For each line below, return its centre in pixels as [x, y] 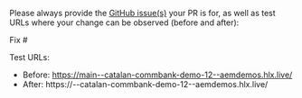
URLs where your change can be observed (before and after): [124, 22]
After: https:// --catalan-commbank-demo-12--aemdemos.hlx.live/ [145, 84]
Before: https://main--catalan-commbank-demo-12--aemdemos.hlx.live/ [157, 75]
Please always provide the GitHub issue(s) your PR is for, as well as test [142, 13]
